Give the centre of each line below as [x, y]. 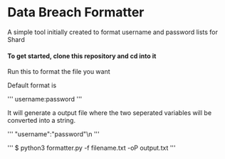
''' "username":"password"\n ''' [53, 134]
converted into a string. [42, 121]
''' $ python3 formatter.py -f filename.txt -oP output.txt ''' [91, 148]
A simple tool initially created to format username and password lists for [113, 32]
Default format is [32, 85]
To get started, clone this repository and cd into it [82, 56]
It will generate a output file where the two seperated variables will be [110, 113]
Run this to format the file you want [59, 72]
